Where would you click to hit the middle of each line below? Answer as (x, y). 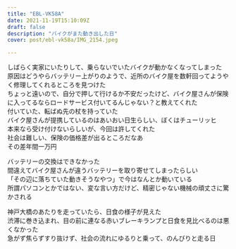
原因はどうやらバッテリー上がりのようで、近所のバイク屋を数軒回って (109, 76)
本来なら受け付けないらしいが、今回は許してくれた (81, 129)
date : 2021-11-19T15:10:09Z (49, 20)
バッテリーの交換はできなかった (54, 162)
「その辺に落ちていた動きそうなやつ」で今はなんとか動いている (100, 179)
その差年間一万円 (32, 147)
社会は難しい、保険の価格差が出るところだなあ (75, 138)
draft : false (26, 27)
